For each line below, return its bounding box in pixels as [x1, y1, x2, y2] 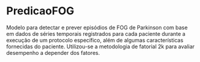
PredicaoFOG [6, 4, 74, 18]
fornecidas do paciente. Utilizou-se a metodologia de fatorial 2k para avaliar [6, 43, 195, 50]
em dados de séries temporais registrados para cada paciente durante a [6, 30, 186, 37]
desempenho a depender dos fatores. [6, 49, 101, 56]
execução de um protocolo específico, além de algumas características [6, 36, 184, 44]
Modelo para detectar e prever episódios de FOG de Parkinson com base [6, 24, 188, 31]
